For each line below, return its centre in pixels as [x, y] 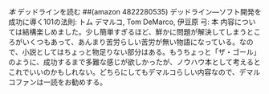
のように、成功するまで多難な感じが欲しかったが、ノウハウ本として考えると [134, 62]
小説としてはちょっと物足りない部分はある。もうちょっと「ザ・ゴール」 [141, 52]
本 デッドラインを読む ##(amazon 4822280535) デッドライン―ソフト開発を [135, 12]
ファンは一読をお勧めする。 [61, 82]
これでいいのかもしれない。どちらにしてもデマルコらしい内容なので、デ [127, 72]
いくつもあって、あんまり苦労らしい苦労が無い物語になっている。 [130, 42]
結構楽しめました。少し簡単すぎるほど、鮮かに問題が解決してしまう [134, 32]
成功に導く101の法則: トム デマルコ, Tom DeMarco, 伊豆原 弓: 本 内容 [122, 22]
